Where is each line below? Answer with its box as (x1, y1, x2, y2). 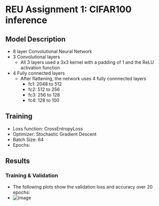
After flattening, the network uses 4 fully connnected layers (20, 76, 146, 81)
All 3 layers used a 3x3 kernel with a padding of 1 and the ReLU (20, 59, 154, 65)
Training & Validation (5, 172, 58, 179)
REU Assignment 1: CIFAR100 (5, 4, 132, 15)
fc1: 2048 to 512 (28, 81, 62, 87)
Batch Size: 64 (12, 136, 44, 143)
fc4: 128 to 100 (28, 97, 60, 103)
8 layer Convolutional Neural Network (12, 49, 92, 54)
